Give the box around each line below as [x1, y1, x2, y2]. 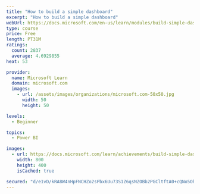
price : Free [6, 31, 36, 37]
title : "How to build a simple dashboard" [6, 8, 113, 15]
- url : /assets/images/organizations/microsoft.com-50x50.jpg [17, 92, 174, 98]
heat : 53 [6, 58, 28, 64]
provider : [6, 69, 31, 75]
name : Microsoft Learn [11, 75, 68, 81]
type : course [6, 25, 39, 32]
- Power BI [11, 135, 39, 141]
